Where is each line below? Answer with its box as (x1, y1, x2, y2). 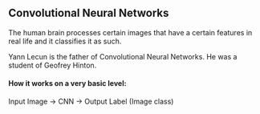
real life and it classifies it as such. (8, 36, 122, 46)
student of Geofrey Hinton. (8, 60, 97, 70)
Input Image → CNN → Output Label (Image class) (8, 96, 174, 107)
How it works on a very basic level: (8, 79, 127, 88)
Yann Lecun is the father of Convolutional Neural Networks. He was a (8, 51, 238, 61)
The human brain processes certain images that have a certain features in (8, 27, 253, 37)
